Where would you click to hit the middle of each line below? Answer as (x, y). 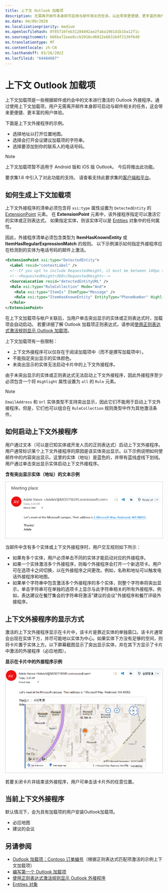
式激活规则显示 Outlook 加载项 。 (39, 331)
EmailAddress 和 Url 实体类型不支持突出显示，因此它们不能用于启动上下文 (81, 402)
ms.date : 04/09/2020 (27, 21)
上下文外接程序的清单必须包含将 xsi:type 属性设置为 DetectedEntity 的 (78, 208)
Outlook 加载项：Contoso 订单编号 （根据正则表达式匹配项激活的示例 (83, 859)
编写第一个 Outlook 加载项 (39, 872)
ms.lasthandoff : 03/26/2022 (34, 53)
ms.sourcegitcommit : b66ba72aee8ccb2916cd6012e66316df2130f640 (72, 37)
